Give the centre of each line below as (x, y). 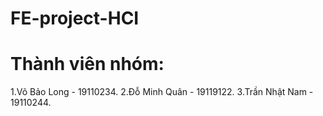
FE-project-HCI (75, 18)
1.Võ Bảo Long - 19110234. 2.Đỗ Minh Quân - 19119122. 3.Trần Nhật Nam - (162, 92)
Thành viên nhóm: (87, 64)
